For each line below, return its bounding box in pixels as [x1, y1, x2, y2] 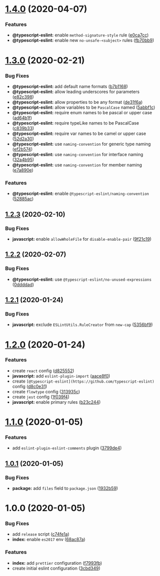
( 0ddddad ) [12, 282, 34, 288]
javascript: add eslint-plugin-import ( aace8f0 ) [12, 373, 110, 379]
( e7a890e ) [12, 167, 33, 173]
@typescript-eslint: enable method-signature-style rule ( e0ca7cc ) [12, 32, 149, 38]
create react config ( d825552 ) [12, 368, 75, 374]
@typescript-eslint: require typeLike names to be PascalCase [12, 120, 139, 126]
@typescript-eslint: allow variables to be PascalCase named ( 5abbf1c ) [12, 104, 156, 110]
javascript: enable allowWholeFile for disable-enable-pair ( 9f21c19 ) [12, 236, 152, 242]
